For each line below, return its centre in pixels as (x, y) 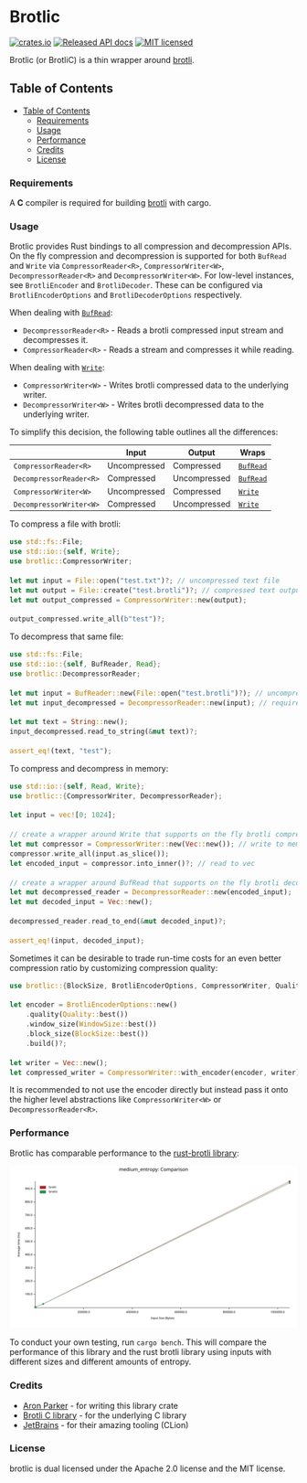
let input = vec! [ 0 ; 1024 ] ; (63, 816)
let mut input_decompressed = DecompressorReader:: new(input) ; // (138, 703)
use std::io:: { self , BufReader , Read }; (85, 665)
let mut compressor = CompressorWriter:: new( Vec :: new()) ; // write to (147, 844)
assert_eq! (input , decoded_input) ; (77, 940)
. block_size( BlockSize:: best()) (87, 1034)
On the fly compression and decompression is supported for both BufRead (148, 256)
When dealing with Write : (57, 368)
